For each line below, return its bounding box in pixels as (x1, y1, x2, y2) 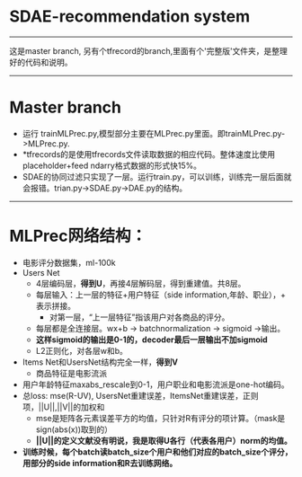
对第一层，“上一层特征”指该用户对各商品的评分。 (49, 312, 230, 322)
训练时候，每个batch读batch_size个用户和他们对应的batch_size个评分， (22, 446, 293, 457)
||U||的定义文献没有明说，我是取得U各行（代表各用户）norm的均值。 (35, 435, 292, 446)
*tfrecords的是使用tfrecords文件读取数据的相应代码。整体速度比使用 (22, 148, 276, 159)
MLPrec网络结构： (9, 226, 147, 246)
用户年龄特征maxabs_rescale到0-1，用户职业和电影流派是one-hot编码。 (22, 379, 289, 390)
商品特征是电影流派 (35, 367, 108, 378)
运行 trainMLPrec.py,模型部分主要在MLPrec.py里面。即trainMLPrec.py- (22, 128, 286, 138)
